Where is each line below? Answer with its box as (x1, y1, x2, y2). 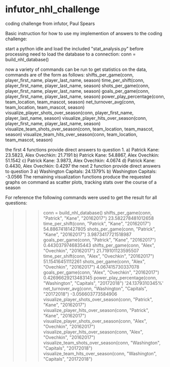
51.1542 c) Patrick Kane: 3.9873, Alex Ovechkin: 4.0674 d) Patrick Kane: (5, 157, 156, 164)
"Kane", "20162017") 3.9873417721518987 (43, 231, 132, 238)
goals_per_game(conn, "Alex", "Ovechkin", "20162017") (43, 269, 159, 275)
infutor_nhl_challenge (5, 4, 100, 15)
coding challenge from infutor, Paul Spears (5, 20, 95, 27)
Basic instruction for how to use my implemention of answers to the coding (5, 30, 163, 36)
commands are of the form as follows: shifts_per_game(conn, (5, 71, 134, 77)
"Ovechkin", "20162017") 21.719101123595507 (43, 247, 139, 253)
